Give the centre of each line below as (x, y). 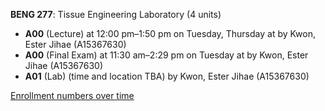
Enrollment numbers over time (72, 95)
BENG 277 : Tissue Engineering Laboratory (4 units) (116, 14)
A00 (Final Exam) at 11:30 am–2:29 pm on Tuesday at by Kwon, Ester (166, 55)
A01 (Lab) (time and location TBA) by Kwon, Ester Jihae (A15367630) (167, 76)
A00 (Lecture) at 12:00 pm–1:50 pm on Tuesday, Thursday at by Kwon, (170, 33)
